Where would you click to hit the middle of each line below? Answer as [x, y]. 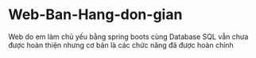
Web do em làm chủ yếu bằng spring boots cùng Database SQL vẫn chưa [128, 37]
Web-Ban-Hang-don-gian [95, 15]
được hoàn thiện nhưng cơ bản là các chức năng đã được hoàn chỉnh [121, 44]
